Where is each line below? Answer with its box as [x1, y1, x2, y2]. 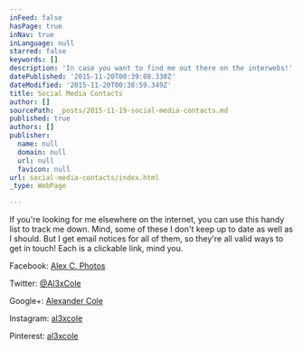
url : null [17, 156, 54, 166]
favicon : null [17, 165, 71, 174]
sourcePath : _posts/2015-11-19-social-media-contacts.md [9, 106, 229, 115]
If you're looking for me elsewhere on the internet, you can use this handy [9, 214, 285, 225]
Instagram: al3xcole [9, 313, 83, 324]
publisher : [9, 131, 51, 140]
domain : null [17, 147, 67, 156]
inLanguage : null [9, 38, 75, 48]
